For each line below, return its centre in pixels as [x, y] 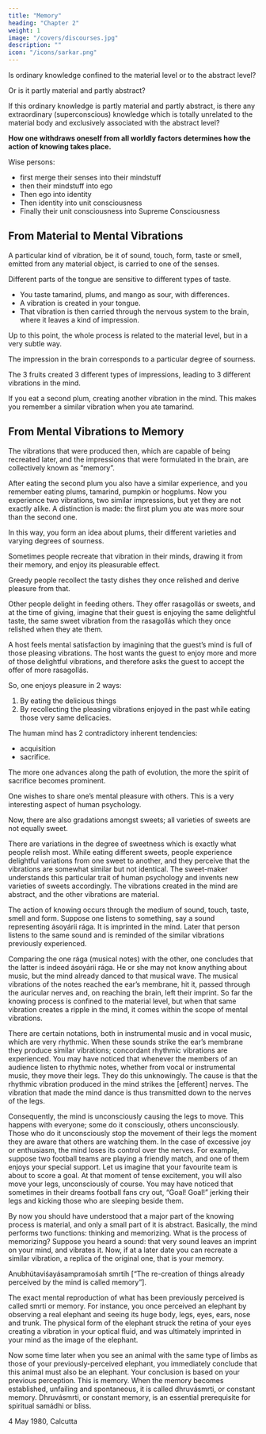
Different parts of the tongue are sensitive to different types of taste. [120, 279]
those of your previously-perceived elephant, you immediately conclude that [133, 1363]
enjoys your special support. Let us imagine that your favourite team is [123, 1167]
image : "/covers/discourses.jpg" [63, 38]
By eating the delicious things [68, 701]
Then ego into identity [56, 194]
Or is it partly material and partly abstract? [77, 91]
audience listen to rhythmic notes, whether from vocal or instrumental [122, 1067]
